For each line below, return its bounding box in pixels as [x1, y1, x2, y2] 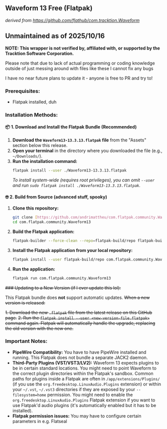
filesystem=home [12, 392, 46, 397]
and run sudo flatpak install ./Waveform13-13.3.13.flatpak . [12, 182, 141, 188]
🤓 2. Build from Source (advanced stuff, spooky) [5, 193, 107, 199]
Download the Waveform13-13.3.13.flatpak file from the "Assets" [12, 137, 147, 143]
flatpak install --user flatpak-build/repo [12, 257, 105, 262]
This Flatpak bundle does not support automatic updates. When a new [5, 294, 150, 300]
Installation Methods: [5, 111, 58, 118]
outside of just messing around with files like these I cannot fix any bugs [5, 65, 154, 71]
